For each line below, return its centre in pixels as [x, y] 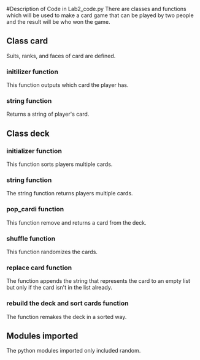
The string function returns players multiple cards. [70, 193]
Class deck [28, 133]
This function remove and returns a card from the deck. [76, 222]
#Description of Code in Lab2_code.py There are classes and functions [96, 9]
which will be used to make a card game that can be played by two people [100, 15]
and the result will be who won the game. [58, 22]
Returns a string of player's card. [48, 114]
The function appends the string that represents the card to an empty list [98, 281]
